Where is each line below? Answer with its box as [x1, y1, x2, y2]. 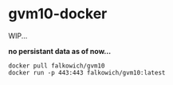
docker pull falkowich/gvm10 [8, 61, 105, 70]
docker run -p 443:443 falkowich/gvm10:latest [8, 68, 166, 76]
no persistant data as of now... [8, 46, 112, 56]
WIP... [8, 31, 28, 41]
